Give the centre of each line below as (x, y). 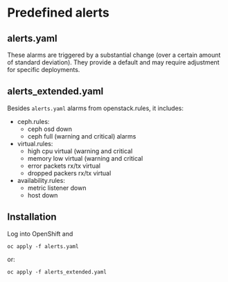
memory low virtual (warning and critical (85, 158)
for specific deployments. (44, 70)
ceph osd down (50, 129)
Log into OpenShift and (40, 233)
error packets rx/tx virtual (64, 166)
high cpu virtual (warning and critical (80, 151)
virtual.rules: (35, 143)
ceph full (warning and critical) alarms (82, 136)
